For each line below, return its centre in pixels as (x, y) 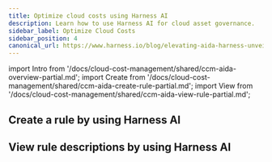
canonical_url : (34, 46)
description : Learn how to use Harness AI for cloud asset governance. (132, 23)
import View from (224, 86)
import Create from (113, 77)
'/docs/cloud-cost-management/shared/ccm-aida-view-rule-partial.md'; (130, 94)
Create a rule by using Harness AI (94, 120)
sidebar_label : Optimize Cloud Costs (72, 31)
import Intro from (37, 69)
